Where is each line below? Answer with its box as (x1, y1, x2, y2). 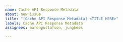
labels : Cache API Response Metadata (5, 21, 83, 26)
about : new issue (5, 12, 41, 17)
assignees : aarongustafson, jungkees (5, 25, 83, 30)
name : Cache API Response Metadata (5, 7, 79, 12)
